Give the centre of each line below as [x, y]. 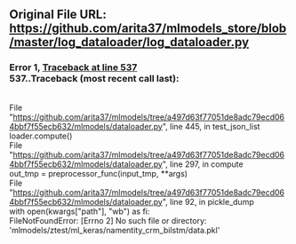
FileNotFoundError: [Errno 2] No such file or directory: [108, 220]
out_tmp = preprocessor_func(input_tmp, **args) [99, 173]
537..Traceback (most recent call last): [94, 79]
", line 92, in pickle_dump [208, 201]
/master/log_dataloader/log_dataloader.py [129, 42]
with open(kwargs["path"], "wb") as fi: [80, 211]
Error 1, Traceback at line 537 [73, 67]
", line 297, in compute [203, 164]
